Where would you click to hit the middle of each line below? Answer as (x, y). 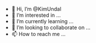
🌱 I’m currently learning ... (42, 21)
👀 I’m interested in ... (36, 15)
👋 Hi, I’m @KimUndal (36, 9)
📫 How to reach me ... (38, 34)
